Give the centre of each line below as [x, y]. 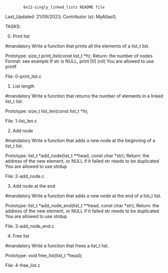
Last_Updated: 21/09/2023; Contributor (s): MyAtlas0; [61, 17]
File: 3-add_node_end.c [30, 226]
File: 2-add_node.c [25, 176]
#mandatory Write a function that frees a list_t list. [57, 246]
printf [11, 66]
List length [23, 86]
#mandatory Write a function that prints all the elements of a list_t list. [77, 46]
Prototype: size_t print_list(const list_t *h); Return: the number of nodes [79, 56]
